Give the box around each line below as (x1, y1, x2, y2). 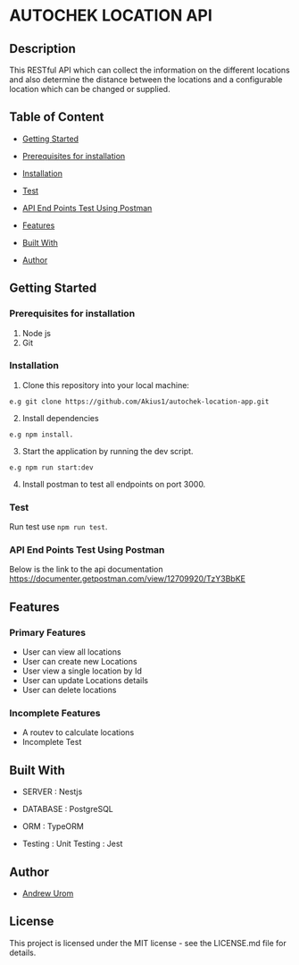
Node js (21, 327, 52, 338)
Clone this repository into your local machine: (21, 379, 190, 390)
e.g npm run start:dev (9, 462, 94, 472)
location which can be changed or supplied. (9, 84, 171, 94)
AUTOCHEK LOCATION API (9, 5, 212, 26)
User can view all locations (21, 647, 122, 657)
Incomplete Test (21, 737, 82, 748)
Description (9, 41, 76, 56)
